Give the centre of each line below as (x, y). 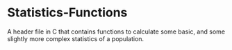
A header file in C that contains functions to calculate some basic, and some (116, 32)
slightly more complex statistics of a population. (76, 38)
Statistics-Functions (67, 13)
